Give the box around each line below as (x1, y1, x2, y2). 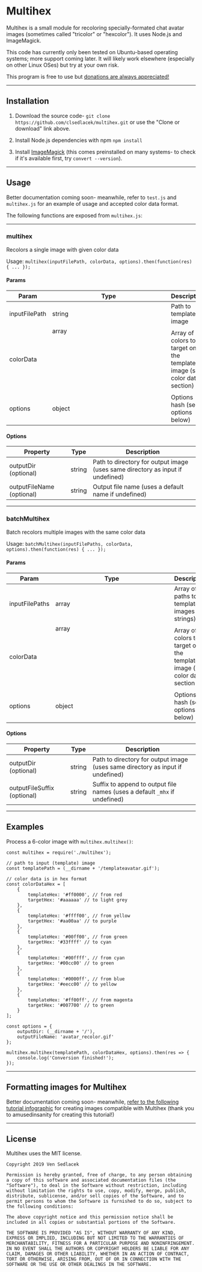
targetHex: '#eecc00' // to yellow (28, 981, 117, 987)
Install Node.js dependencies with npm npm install (14, 137, 142, 144)
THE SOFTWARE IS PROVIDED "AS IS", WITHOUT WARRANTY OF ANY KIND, (6, 1230, 176, 1236)
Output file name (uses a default (93, 483, 184, 491)
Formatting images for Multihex (6, 1082, 127, 1093)
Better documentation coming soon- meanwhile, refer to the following (6, 1098, 179, 1105)
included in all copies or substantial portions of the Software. (6, 1220, 176, 1226)
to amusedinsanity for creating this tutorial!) (6, 1111, 115, 1118)
